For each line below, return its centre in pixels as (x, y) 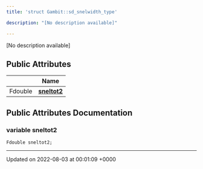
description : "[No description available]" (62, 23)
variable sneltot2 (32, 130)
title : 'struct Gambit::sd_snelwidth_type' (62, 12)
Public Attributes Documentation (69, 113)
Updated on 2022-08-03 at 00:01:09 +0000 (61, 159)
